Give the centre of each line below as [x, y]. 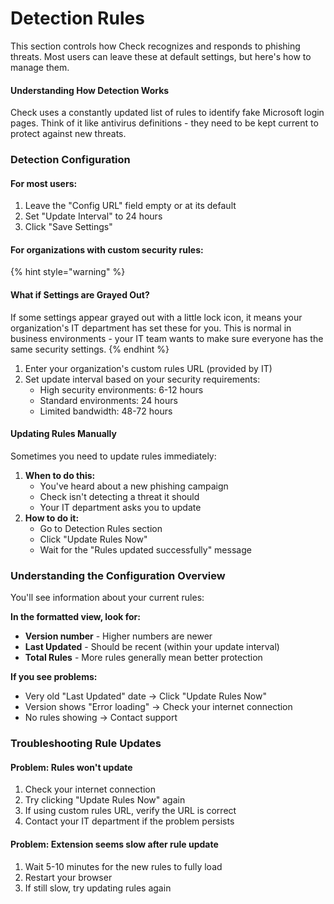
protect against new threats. [68, 134]
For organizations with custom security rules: [107, 249]
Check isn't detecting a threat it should [119, 496]
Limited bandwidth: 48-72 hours [106, 411]
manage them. [40, 67]
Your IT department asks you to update [120, 507]
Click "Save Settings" [68, 227]
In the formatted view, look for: [75, 617]
